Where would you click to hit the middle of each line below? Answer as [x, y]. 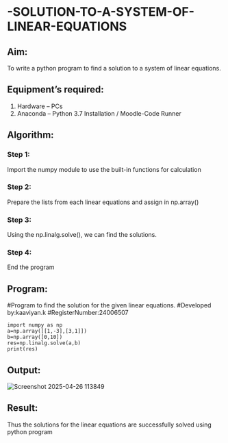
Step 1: [18, 155]
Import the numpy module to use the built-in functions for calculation [104, 169]
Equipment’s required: [55, 90]
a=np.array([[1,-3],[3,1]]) [47, 331]
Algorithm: [30, 135]
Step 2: [20, 187]
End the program [31, 267]
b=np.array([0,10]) [35, 337]
